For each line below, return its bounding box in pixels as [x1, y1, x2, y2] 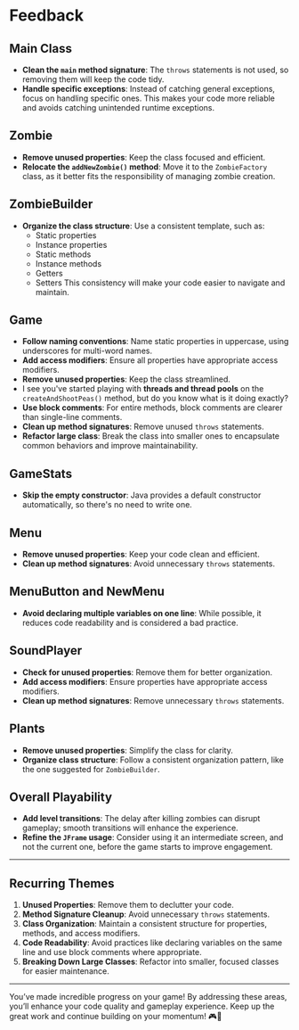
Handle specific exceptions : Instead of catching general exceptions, [21, 84, 276, 94]
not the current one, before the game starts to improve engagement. [21, 842, 273, 853]
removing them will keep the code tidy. [21, 74, 165, 85]
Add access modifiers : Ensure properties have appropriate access [21, 676, 268, 687]
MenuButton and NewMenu [9, 584, 165, 599]
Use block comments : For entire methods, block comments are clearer [21, 402, 283, 413]
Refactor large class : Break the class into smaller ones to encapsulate [21, 431, 280, 441]
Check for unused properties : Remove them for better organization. [21, 666, 273, 678]
